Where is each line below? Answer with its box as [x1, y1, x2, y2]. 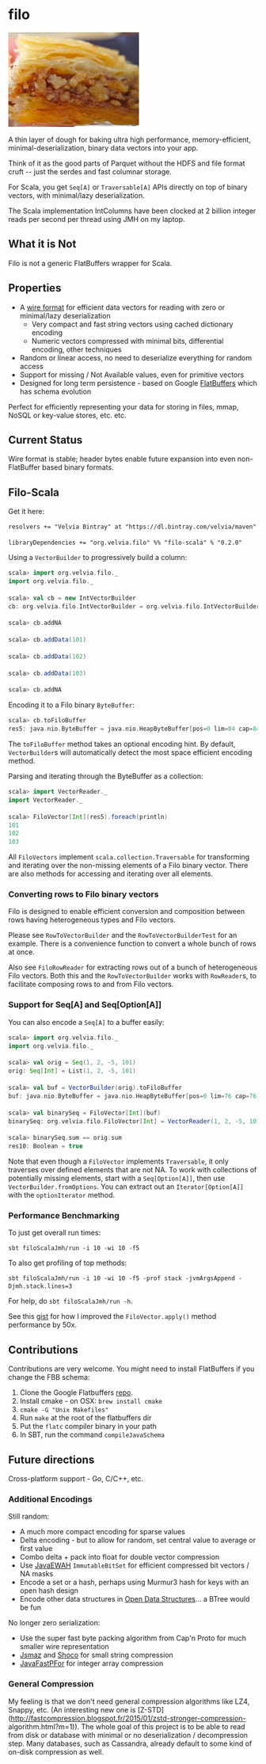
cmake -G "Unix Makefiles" [19, 1406, 109, 1415]
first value [19, 1544, 53, 1553]
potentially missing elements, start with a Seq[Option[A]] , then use [8, 1174, 226, 1183]
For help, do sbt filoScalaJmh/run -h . [8, 1297, 133, 1306]
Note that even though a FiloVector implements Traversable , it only [8, 1156, 230, 1166]
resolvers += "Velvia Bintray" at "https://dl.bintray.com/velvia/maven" [8, 523, 257, 531]
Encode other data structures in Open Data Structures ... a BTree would [19, 1594, 250, 1604]
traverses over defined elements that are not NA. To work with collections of [8, 1165, 257, 1175]
